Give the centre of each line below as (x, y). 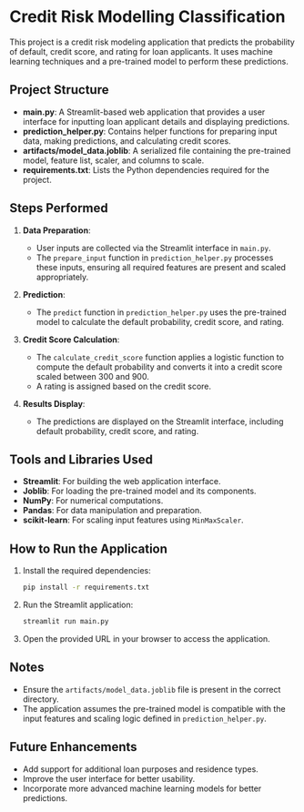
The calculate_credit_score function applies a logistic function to (160, 357)
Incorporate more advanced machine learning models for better (142, 788)
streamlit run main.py (66, 622)
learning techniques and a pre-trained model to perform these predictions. (149, 61)
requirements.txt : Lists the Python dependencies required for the (146, 169)
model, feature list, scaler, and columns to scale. (113, 160)
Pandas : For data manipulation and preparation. (112, 511)
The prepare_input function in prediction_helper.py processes (155, 258)
